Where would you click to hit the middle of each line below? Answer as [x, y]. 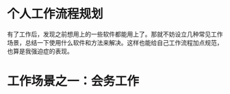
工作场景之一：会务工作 [73, 81]
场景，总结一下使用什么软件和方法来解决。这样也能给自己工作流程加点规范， [115, 42]
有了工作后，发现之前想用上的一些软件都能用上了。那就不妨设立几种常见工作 [115, 34]
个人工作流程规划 [55, 14]
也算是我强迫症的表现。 [40, 51]
